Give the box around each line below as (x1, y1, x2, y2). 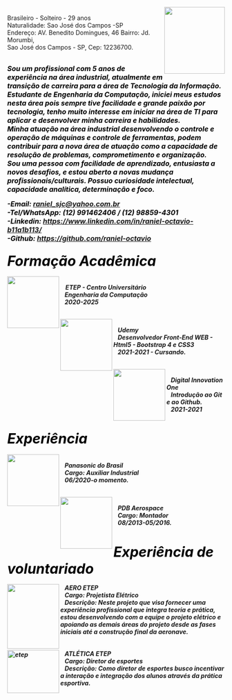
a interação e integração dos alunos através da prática (60, 671, 222, 679)
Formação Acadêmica (7, 252, 157, 270)
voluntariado (7, 559, 95, 577)
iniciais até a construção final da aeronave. (60, 628, 188, 636)
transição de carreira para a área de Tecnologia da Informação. (7, 81, 222, 90)
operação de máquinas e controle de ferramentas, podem (7, 133, 202, 142)
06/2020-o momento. (64, 476, 129, 484)
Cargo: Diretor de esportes (64, 657, 144, 665)
